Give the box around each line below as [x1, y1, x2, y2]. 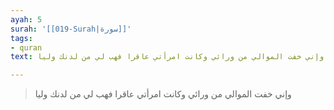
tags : [10, 33, 33, 43]
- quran [10, 42, 43, 53]
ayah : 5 [10, 14, 43, 25]
